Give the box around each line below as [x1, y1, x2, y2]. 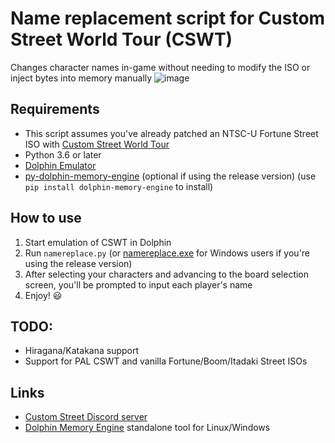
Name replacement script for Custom [10, 7, 326, 30]
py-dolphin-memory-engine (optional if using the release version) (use [24, 170, 317, 182]
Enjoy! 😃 [24, 289, 63, 301]
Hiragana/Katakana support [24, 345, 140, 357]
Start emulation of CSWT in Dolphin [24, 236, 172, 248]
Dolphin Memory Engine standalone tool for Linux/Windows [24, 422, 271, 434]
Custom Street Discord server [24, 411, 148, 423]
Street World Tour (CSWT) [10, 28, 233, 51]
